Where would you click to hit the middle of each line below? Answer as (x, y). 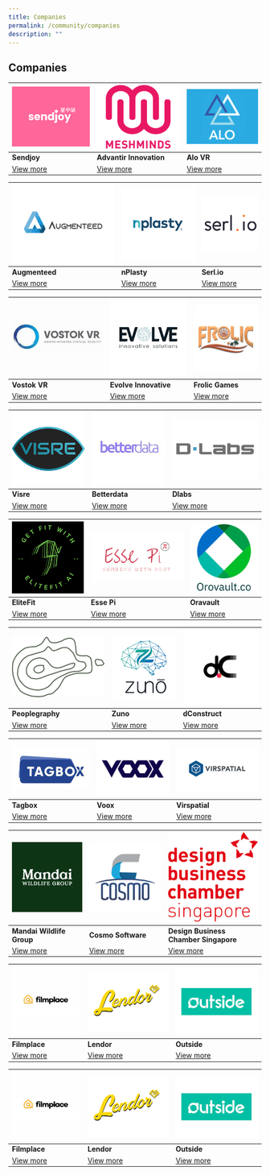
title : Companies (37, 17)
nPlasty (134, 272)
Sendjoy (26, 158)
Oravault (205, 602)
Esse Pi (104, 602)
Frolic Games (216, 385)
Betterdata (110, 494)
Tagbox (25, 805)
